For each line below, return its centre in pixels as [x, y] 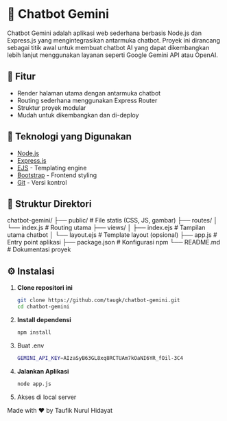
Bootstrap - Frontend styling [57, 175]
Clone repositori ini [45, 288]
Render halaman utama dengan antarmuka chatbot [89, 93]
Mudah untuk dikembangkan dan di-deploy [78, 115]
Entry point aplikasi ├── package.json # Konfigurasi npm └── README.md [114, 242]
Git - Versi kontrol [42, 182]
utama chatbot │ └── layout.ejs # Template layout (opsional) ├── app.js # [112, 235]
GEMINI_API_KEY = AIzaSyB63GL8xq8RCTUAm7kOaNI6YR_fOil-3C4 [100, 358]
